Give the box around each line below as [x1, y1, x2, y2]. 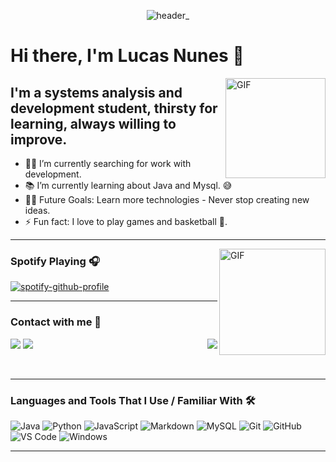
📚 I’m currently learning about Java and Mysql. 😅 [24, 180, 233, 191]
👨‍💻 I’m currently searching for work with [24, 158, 192, 169]
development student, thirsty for [10, 100, 218, 117]
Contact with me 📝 [10, 315, 102, 329]
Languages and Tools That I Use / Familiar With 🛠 [10, 393, 256, 407]
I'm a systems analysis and [10, 84, 183, 101]
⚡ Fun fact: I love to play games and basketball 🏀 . [24, 216, 228, 227]
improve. [10, 131, 68, 148]
